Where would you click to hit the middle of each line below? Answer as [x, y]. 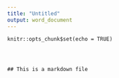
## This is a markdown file [48, 69]
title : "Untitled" [34, 13]
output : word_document [40, 20]
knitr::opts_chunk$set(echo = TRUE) [60, 39]
